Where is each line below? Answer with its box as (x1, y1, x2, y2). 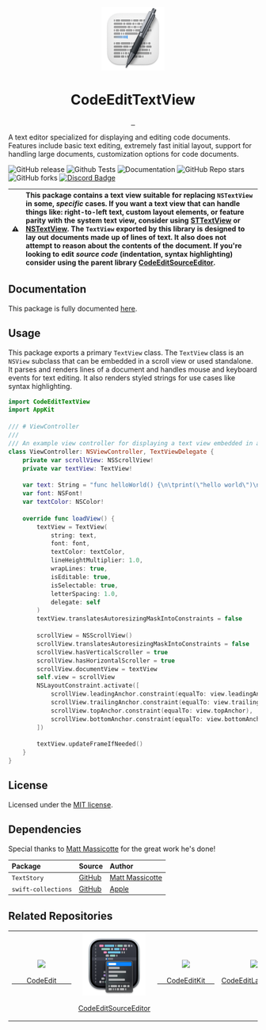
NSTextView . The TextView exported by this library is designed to (25, 224, 245, 234)
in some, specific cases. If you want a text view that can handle (25, 199, 240, 208)
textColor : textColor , (50, 548, 126, 556)
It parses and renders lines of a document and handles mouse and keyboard (8, 364, 257, 374)
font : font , (50, 540, 90, 547)
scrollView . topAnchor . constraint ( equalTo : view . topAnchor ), (50, 707, 253, 715)
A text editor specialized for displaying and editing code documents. (8, 132, 231, 142)
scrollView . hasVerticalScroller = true (36, 648, 169, 656)
